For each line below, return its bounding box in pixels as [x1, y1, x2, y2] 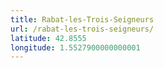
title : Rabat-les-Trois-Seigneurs [10, 14, 155, 25]
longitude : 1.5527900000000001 [10, 42, 141, 53]
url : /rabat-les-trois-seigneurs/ [10, 24, 155, 34]
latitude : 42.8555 [10, 33, 87, 43]
